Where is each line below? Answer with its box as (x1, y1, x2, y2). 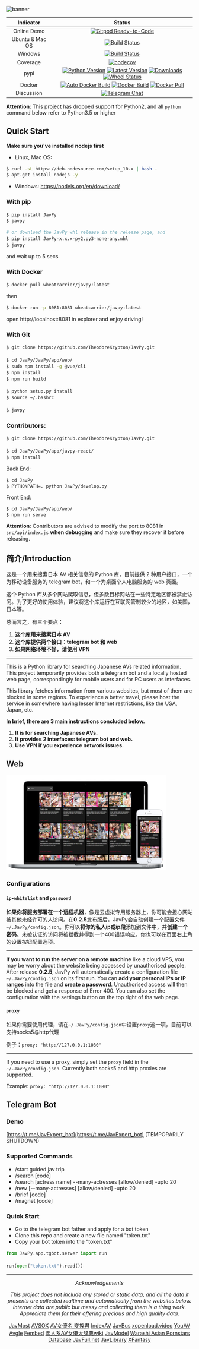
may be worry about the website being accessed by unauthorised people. (6, 962, 187, 969)
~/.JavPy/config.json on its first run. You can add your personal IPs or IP (6, 974, 187, 981)
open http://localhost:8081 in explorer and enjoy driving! (6, 315, 143, 323)
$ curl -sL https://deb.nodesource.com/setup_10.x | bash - (6, 166, 158, 172)
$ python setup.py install (6, 388, 73, 394)
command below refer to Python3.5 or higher (6, 109, 116, 116)
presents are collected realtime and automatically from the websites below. (7, 1297, 192, 1304)
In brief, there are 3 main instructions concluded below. (6, 718, 145, 725)
